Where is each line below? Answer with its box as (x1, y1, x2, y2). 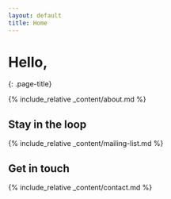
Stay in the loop (8, 117, 87, 131)
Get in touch (8, 162, 70, 175)
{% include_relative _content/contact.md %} (8, 183, 153, 193)
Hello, (8, 53, 48, 71)
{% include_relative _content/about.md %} (8, 94, 146, 104)
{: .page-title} (8, 79, 52, 89)
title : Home (8, 19, 47, 27)
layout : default (8, 11, 62, 20)
